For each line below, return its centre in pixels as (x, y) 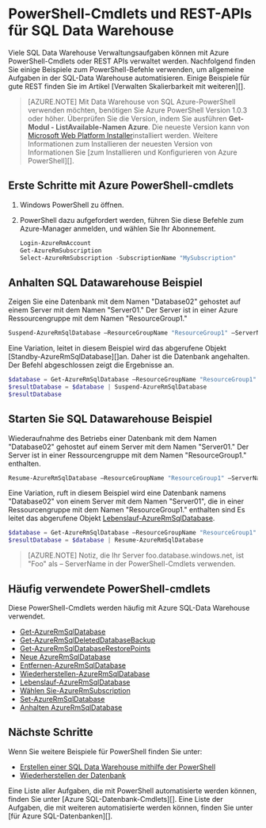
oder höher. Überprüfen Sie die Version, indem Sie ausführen (127, 118)
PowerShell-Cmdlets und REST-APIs (130, 14)
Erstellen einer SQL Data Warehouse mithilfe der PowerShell (118, 767)
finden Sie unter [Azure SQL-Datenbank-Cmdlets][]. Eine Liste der (116, 799)
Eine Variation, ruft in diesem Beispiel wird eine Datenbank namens (117, 493)
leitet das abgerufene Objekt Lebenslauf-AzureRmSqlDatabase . (112, 518)
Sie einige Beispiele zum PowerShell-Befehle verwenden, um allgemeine (126, 69)
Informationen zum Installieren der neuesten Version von (120, 144)
